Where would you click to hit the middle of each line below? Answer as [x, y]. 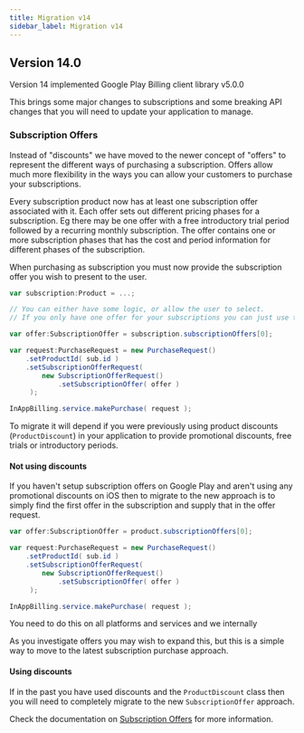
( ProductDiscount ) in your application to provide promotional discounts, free [151, 436]
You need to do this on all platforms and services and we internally [133, 624]
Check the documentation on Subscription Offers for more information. [142, 719]
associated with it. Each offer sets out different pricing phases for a [135, 211]
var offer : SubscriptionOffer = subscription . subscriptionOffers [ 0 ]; [141, 334]
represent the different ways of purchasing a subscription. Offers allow [141, 165]
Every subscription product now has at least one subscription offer [134, 201]
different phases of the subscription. [77, 249]
